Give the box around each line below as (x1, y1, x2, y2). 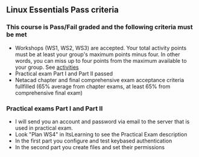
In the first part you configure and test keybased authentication (14, 137, 172, 144)
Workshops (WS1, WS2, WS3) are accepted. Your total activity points (14, 44, 187, 51)
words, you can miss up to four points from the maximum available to (14, 57, 187, 64)
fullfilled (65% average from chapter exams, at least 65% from (14, 83, 171, 90)
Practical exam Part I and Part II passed (14, 69, 113, 77)
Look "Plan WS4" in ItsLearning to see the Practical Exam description (14, 130, 188, 138)
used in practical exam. (14, 124, 74, 132)
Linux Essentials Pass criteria (6, 5, 119, 15)
